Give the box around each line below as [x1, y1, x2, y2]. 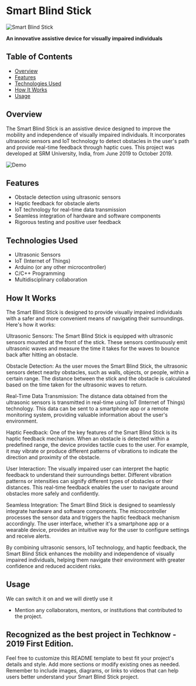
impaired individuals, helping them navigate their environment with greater [6, 556, 185, 563]
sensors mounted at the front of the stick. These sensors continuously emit [6, 339, 187, 345]
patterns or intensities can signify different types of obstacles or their [6, 478, 174, 484]
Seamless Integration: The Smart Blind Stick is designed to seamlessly [6, 501, 176, 508]
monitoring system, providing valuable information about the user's [6, 412, 168, 418]
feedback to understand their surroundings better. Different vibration [6, 471, 171, 478]
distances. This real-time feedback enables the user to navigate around [6, 484, 178, 491]
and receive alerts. [6, 532, 51, 539]
